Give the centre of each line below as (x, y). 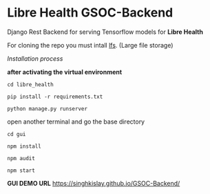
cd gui (17, 134)
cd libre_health (30, 84)
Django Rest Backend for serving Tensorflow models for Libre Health (105, 32)
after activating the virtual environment (65, 72)
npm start (21, 171)
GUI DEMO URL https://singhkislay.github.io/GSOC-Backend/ (94, 183)
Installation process (35, 58)
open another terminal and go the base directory (76, 122)
